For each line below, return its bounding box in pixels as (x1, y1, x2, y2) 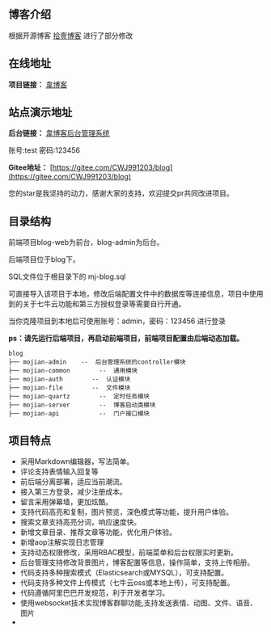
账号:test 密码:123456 (8, 145, 81, 155)
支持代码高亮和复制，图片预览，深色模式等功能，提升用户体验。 (19, 508, 233, 517)
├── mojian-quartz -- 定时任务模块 (8, 393, 150, 401)
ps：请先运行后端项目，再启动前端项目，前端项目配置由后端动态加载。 (8, 334, 244, 343)
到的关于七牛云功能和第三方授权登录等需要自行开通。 (8, 299, 186, 309)
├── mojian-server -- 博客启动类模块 (8, 401, 156, 410)
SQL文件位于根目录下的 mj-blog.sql (8, 272, 126, 281)
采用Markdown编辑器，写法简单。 (19, 457, 134, 466)
